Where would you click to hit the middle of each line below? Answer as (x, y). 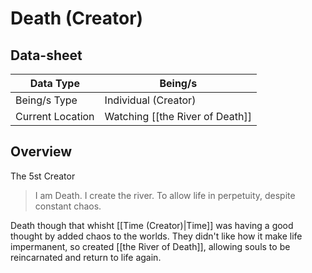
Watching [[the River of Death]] (178, 116)
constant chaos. (68, 206)
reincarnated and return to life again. (86, 257)
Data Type (54, 83)
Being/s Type (46, 100)
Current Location (55, 116)
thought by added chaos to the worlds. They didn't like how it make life (156, 236)
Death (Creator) (77, 18)
